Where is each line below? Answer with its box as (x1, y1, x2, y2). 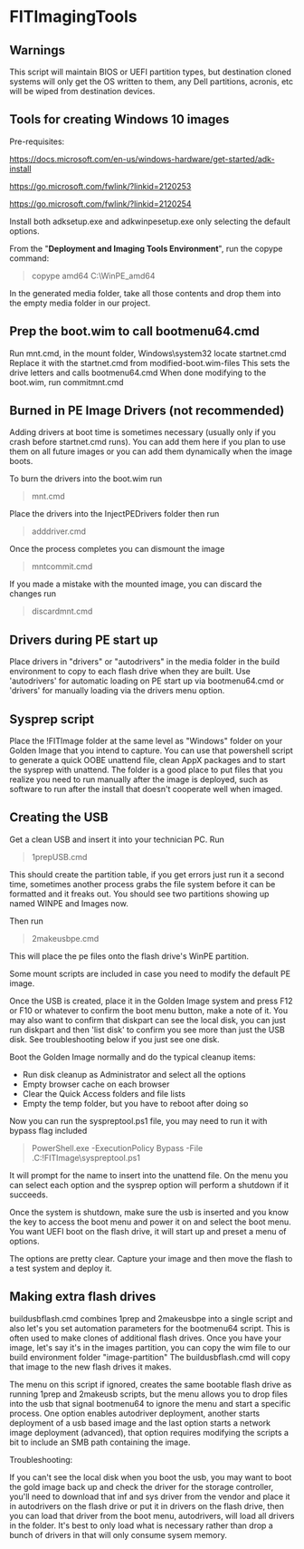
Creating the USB (9, 809, 109, 826)
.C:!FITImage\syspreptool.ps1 (31, 1152, 140, 1163)
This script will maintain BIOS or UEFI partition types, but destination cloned (9, 66, 292, 77)
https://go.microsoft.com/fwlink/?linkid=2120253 (9, 180, 192, 191)
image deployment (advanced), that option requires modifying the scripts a (9, 1427, 290, 1438)
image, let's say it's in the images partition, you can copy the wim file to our (9, 1341, 291, 1352)
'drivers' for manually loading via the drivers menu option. (9, 685, 225, 696)
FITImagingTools (9, 6, 138, 27)
